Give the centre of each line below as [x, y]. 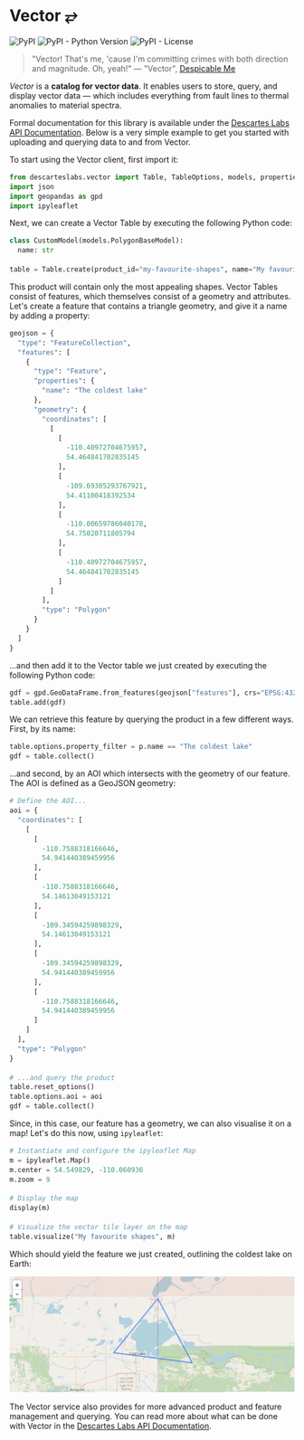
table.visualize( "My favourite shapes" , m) [93, 1236]
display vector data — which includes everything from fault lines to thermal [149, 95]
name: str [36, 251]
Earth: [20, 1264]
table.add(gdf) [38, 702]
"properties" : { [64, 381]
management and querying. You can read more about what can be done [144, 1416]
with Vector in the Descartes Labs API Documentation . [111, 1426]
